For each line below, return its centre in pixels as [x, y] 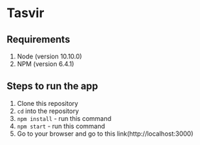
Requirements [38, 39]
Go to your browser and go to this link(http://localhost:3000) [105, 134]
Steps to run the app [52, 86]
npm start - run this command [61, 126]
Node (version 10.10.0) [49, 56]
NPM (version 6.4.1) [45, 64]
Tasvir [26, 13]
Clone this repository [48, 103]
